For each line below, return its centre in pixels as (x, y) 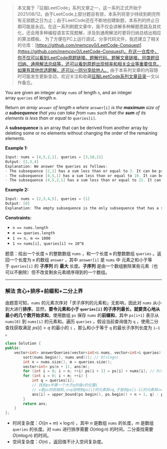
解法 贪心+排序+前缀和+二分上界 (44, 291)
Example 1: (17, 148)
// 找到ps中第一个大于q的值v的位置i (65, 385)
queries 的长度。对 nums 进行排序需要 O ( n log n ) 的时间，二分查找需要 (83, 429)
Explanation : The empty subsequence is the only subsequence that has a (82, 208)
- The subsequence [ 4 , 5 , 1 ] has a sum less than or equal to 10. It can (81, 176)
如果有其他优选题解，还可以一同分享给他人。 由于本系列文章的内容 (85, 70)
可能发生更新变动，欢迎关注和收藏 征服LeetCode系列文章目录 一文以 (90, 76)
